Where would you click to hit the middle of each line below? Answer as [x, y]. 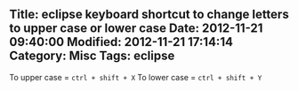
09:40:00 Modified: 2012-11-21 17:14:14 [121, 42]
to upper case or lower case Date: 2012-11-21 [136, 29]
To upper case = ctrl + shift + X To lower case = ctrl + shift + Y [136, 77]
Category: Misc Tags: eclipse [92, 56]
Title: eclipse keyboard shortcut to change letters [149, 15]
